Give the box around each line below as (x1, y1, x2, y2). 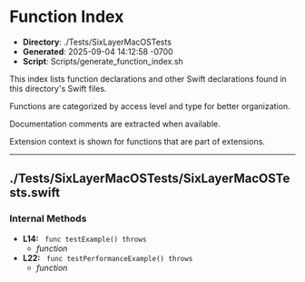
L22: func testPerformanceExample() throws (22, 252, 193, 263)
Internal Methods (9, 212, 87, 225)
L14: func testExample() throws (22, 233, 147, 244)
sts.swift (9, 185, 61, 201)
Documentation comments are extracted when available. (9, 118, 221, 129)
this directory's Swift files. (9, 83, 107, 94)
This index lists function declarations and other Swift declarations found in (9, 73, 288, 84)
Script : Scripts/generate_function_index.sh (22, 55, 183, 66)
